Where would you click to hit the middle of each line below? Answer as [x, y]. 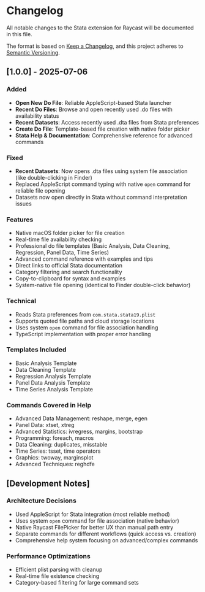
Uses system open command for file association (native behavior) [97, 521]
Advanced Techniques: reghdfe [55, 464]
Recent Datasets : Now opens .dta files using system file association [101, 171]
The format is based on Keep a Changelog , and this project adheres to [95, 46]
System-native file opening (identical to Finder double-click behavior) [103, 285]
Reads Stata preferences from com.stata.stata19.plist [85, 314]
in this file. [19, 34]
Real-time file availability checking [58, 239]
